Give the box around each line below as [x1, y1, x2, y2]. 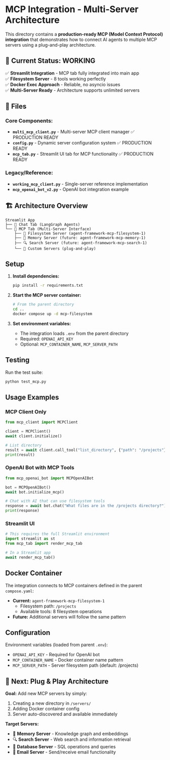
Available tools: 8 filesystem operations [20, 608, 102, 614]
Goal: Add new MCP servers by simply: [5, 691, 88, 697]
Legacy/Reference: [5, 169, 53, 176]
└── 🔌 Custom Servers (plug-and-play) [14, 246, 96, 251]
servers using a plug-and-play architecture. [5, 42, 96, 48]
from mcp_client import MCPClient [5, 420, 78, 425]
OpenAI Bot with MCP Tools [5, 464, 74, 471]
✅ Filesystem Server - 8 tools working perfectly [5, 75, 106, 82]
